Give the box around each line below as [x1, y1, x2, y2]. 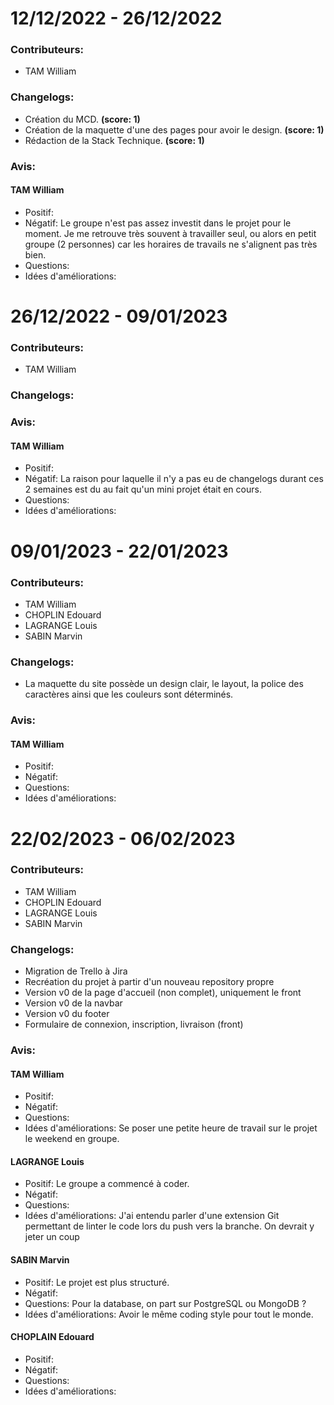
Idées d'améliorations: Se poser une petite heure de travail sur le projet [24, 1122, 318, 1134]
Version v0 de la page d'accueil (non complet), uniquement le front [24, 987, 302, 999]
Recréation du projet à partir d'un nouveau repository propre [24, 976, 275, 988]
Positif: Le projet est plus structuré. [24, 1276, 170, 1288]
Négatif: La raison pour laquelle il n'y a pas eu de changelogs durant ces [24, 473, 324, 485]
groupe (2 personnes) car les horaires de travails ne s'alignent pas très [24, 238, 318, 250]
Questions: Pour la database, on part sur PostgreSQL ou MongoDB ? [24, 1297, 307, 1309]
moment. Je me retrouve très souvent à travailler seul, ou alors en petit [24, 227, 317, 239]
